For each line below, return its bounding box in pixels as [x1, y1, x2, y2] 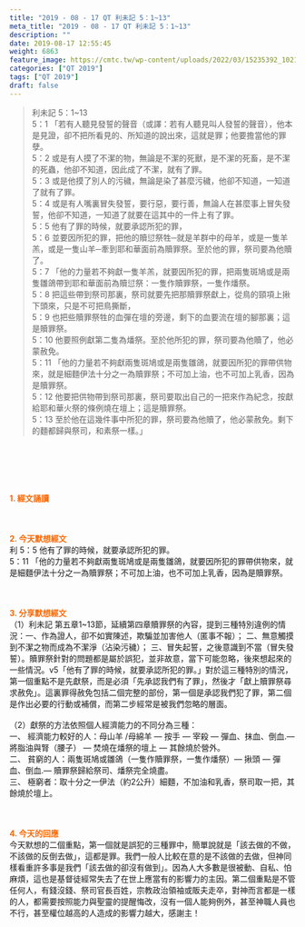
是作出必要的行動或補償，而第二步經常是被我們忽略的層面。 [9, 698, 232, 709]
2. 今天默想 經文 [9, 533, 67, 543]
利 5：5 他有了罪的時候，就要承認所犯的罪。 [9, 544, 175, 555]
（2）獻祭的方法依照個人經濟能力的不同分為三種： [9, 719, 198, 730]
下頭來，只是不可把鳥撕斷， [31, 300, 136, 311]
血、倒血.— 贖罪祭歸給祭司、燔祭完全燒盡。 [9, 764, 173, 775]
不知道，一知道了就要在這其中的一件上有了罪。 [63, 209, 239, 220]
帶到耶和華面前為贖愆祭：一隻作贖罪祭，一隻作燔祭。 [55, 277, 255, 288]
